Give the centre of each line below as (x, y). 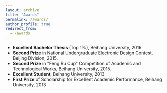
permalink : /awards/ (27, 19)
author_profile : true (28, 24)
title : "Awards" (22, 15)
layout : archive (22, 10)
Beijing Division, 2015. (35, 58)
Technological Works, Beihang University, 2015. (62, 69)
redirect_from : (21, 29)
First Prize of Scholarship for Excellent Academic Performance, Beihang (87, 79)
